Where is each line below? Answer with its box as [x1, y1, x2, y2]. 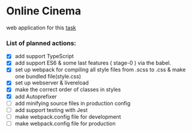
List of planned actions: [6, 39, 77, 47]
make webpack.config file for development [14, 113, 121, 120]
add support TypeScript [14, 53, 74, 60]
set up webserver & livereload [14, 79, 89, 86]
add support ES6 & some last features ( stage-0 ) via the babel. [14, 59, 172, 66]
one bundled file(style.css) [14, 73, 82, 80]
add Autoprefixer [14, 93, 57, 100]
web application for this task [6, 24, 76, 31]
